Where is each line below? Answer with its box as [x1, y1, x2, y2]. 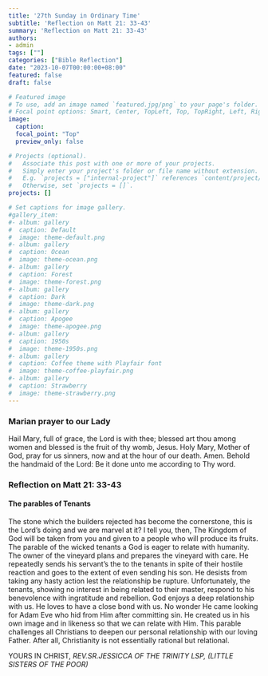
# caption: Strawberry [8, 382, 88, 390]
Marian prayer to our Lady [8, 416, 111, 427]
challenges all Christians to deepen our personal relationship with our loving [8, 627, 258, 637]
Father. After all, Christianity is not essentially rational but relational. [8, 636, 230, 646]
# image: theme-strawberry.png [8, 389, 116, 397]
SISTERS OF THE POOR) [8, 660, 89, 670]
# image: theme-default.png [8, 233, 105, 241]
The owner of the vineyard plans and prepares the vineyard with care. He [8, 551, 249, 560]
